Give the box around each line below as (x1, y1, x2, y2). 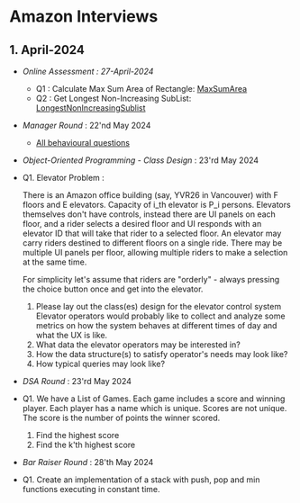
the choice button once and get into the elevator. (22, 283, 204, 294)
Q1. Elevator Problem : (22, 173, 105, 183)
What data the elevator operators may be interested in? (35, 339, 241, 350)
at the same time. (22, 256, 87, 267)
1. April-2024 (9, 42, 86, 58)
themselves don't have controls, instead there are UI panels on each (22, 209, 277, 220)
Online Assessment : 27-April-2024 (22, 66, 154, 76)
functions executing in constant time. (22, 484, 160, 494)
